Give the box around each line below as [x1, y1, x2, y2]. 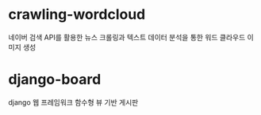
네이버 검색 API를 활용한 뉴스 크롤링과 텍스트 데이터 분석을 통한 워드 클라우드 [8, 32, 246, 42]
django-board [8, 71, 102, 88]
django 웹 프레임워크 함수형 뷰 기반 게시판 [8, 97, 139, 107]
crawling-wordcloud [8, 6, 146, 24]
